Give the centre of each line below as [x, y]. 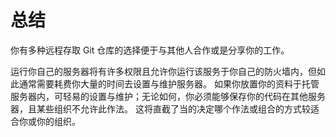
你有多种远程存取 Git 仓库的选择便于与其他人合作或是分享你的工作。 [150, 50]
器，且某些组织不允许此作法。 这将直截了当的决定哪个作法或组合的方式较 [160, 108]
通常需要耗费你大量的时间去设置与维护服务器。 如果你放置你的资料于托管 [169, 83]
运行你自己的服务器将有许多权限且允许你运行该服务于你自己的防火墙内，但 [163, 71]
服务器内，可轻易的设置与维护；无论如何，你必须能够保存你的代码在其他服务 [168, 96]
